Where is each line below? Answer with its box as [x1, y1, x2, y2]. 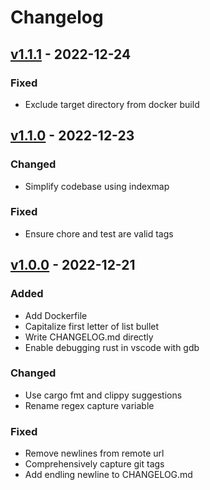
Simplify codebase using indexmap [24, 180, 170, 192]
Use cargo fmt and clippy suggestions [24, 389, 183, 401]
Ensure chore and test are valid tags [24, 227, 174, 240]
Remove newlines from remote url [24, 447, 165, 460]
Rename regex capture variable [24, 399, 155, 411]
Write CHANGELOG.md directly [24, 331, 154, 343]
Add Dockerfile [24, 309, 88, 321]
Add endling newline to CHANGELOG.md [24, 469, 193, 481]
